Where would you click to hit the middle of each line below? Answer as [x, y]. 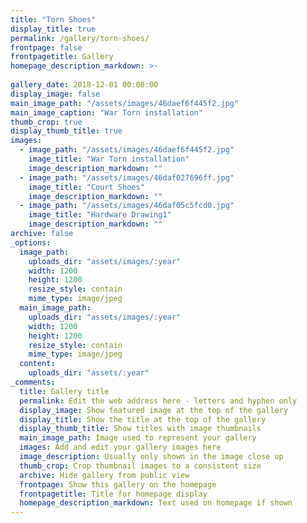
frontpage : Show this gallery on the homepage [118, 484]
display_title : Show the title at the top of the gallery [143, 419]
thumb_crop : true [46, 122]
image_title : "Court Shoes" [86, 187]
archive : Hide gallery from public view [104, 475]
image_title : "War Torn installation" [109, 159]
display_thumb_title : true [66, 131]
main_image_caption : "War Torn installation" [106, 112]
